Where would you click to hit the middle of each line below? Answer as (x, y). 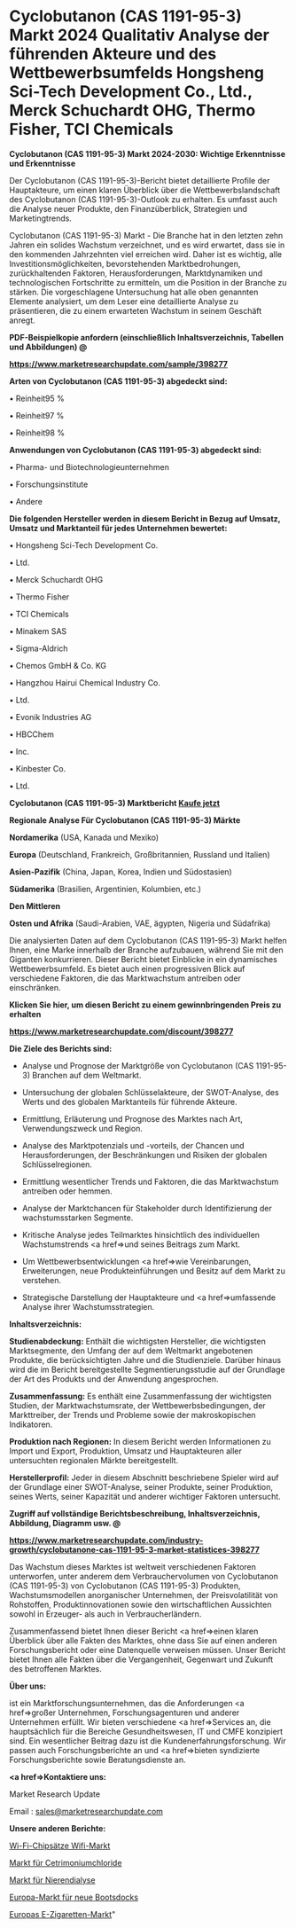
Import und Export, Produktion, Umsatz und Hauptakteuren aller (125, 1451)
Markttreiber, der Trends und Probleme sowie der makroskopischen (132, 1415)
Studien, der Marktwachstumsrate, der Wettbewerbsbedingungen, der (137, 1405)
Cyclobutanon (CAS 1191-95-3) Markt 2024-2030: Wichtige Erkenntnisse (148, 153)
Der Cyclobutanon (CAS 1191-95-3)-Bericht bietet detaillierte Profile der (140, 180)
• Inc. (19, 751)
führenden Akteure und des (113, 54)
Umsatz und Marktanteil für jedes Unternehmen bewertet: (118, 528)
